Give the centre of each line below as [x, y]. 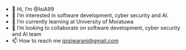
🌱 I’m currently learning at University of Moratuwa [73, 21]
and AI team [26, 34]
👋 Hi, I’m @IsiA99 [33, 9]
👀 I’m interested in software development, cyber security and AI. [90, 15]
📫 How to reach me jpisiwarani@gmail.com [65, 41]
